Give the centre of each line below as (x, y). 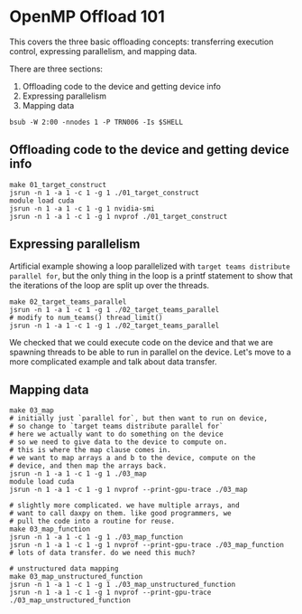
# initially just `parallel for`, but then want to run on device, (139, 419)
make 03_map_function (50, 529)
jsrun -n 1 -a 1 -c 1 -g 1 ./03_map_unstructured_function (123, 585)
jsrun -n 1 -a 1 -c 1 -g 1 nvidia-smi (82, 208)
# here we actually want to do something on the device (116, 435)
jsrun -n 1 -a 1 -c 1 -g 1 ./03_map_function (96, 537)
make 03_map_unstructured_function (76, 577)
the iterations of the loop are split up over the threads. (110, 285)
